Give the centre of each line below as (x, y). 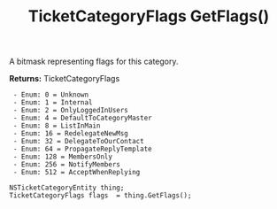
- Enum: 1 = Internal (53, 103)
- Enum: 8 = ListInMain (57, 126)
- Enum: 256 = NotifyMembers (67, 165)
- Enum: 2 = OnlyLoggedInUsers (70, 111)
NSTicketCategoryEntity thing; (67, 188)
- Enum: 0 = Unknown (51, 95)
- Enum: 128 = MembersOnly (63, 157)
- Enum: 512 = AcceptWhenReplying (77, 173)
